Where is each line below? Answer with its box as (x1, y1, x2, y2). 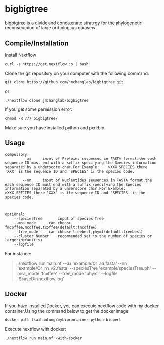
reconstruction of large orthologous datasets (5, 25, 95, 30)
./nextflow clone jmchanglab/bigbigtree (5, 98, 89, 103)
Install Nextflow (5, 52, 37, 58)
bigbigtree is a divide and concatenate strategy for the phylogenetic (5, 20, 142, 26)
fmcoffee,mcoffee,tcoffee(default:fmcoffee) (5, 225, 97, 230)
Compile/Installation (5, 39, 69, 48)
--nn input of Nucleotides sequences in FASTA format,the (23, 178, 152, 183)
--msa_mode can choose (14, 220, 71, 225)
